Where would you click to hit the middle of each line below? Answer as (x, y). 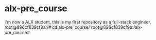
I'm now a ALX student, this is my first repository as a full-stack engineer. (78, 22)
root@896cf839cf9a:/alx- (117, 27)
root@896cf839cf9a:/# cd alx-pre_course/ (47, 27)
